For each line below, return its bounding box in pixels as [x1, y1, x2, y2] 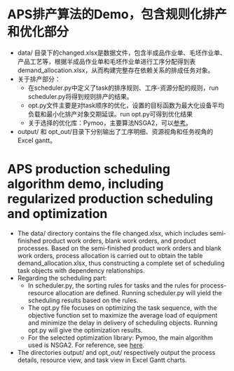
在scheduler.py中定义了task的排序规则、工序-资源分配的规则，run [27, 83, 219, 92]
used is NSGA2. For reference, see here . [27, 341, 145, 349]
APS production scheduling [7, 161, 170, 177]
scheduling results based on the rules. [27, 296, 139, 304]
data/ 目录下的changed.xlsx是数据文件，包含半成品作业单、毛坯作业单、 [17, 48, 226, 57]
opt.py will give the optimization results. [27, 325, 143, 334]
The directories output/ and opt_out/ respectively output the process [17, 348, 216, 356]
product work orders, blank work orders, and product [42, 236, 196, 245]
